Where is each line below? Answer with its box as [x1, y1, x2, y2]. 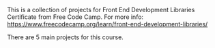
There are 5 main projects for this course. [7, 33, 124, 41]
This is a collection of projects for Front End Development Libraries [7, 6, 195, 14]
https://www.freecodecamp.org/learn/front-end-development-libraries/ [7, 20, 208, 28]
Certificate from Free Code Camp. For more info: [7, 13, 144, 21]
